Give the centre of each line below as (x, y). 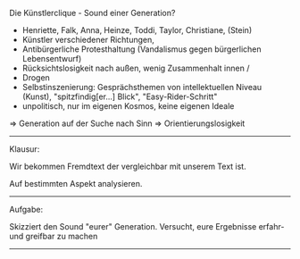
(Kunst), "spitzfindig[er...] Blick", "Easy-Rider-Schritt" (120, 96)
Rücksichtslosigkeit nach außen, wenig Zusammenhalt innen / (136, 68)
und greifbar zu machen (54, 236)
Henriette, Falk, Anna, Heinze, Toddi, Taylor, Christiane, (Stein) (137, 30)
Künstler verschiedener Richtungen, (88, 40)
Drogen (36, 78)
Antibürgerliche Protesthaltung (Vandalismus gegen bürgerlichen (142, 49)
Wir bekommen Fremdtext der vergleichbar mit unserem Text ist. (128, 166)
